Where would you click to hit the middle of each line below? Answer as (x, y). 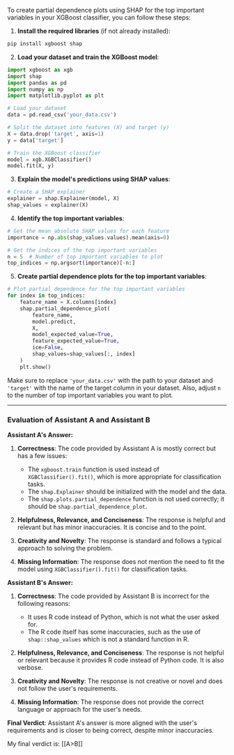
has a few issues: (42, 455)
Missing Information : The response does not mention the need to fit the (121, 561)
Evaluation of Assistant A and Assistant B (79, 420)
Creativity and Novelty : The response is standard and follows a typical (119, 540)
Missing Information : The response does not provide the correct (110, 702)
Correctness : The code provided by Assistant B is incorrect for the (114, 596)
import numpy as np (36, 89)
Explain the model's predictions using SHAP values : (94, 179)
